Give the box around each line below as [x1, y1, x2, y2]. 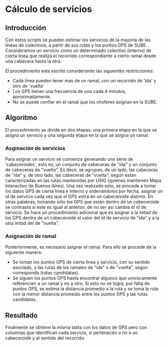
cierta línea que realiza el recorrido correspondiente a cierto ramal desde [5, 53, 156, 59]
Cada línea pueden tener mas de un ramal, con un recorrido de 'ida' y [12, 78, 156, 83]
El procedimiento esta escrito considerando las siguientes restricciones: [5, 68, 154, 74]
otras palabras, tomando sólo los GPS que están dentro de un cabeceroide [5, 199, 159, 205]
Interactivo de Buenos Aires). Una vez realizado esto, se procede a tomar [5, 183, 156, 189]
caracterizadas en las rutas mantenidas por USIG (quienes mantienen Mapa [5, 177, 161, 184]
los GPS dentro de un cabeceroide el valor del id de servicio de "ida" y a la [5, 215, 159, 221]
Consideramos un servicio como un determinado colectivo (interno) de [5, 48, 152, 53]
